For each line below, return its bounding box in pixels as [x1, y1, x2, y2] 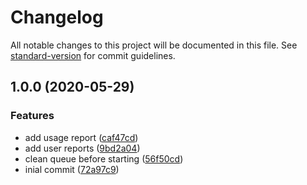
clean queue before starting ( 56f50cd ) [24, 152, 184, 165]
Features [10, 109, 55, 123]
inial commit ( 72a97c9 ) [24, 163, 120, 175]
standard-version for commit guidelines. [10, 49, 176, 61]
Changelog [10, 6, 104, 29]
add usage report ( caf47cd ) [24, 131, 139, 143]
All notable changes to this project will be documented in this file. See [10, 39, 298, 51]
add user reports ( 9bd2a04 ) [24, 142, 141, 154]
